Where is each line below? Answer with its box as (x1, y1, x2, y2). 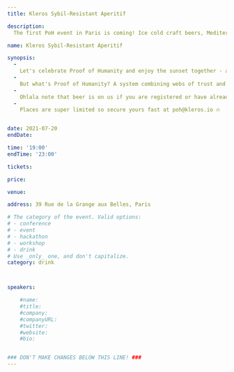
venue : (7, 188, 26, 195)
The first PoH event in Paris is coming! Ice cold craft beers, (13, 29, 204, 36)
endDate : (7, 132, 33, 139)
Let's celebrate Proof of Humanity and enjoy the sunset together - (19, 68, 223, 75)
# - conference (7, 221, 52, 228)
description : (7, 22, 45, 30)
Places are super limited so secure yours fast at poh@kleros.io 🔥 (19, 106, 221, 114)
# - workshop (7, 239, 45, 246)
